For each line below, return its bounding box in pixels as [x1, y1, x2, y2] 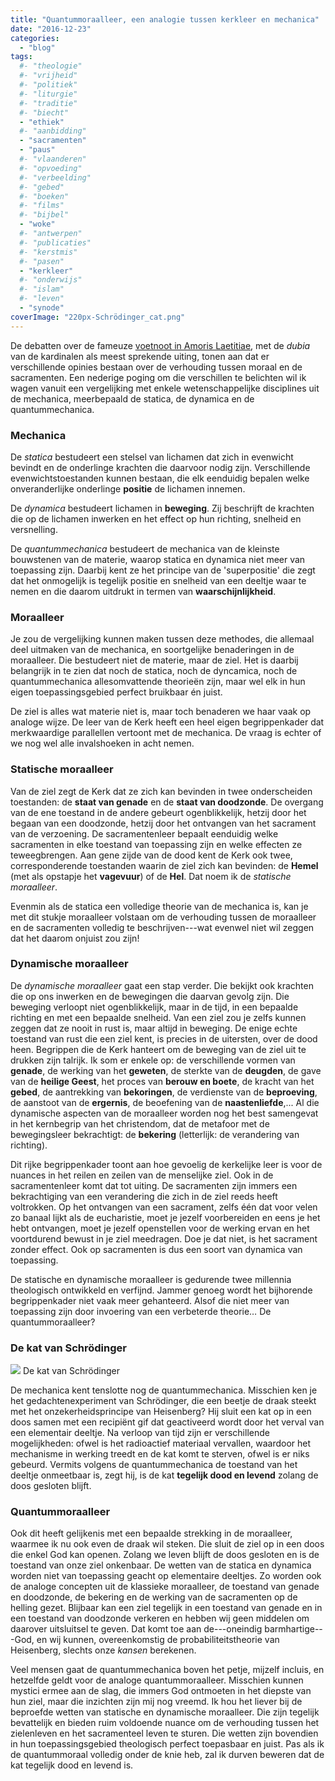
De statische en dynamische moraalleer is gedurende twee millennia [10, 1273, 292, 1285]
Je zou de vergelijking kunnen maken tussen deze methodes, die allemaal [10, 633, 315, 645]
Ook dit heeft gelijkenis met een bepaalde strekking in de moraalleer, [10, 1527, 293, 1540]
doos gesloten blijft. [10, 1480, 92, 1492]
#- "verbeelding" [19, 172, 92, 183]
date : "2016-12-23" [10, 24, 92, 34]
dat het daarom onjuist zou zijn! [10, 932, 140, 944]
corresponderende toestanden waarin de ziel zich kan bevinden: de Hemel [10, 859, 319, 871]
